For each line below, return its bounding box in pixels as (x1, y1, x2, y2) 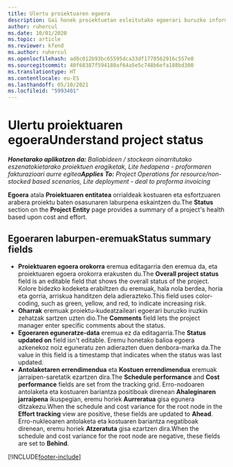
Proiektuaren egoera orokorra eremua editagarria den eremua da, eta (17, 262, 218, 271)
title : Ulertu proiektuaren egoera (8, 10, 111, 17)
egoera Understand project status (8, 133, 204, 148)
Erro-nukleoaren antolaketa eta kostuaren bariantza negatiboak (17, 417, 199, 425)
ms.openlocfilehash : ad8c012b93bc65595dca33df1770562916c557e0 (8, 56, 194, 62)
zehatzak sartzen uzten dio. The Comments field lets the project (17, 314, 201, 322)
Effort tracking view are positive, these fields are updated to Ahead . (17, 409, 214, 418)
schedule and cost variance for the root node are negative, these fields (17, 432, 221, 440)
